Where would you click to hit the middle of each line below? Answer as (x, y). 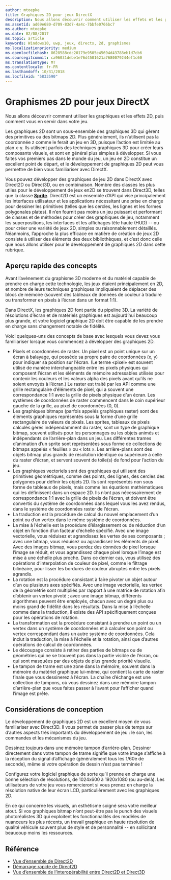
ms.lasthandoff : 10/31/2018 (35, 72)
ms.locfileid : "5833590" (32, 77)
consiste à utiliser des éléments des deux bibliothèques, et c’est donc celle (84, 239)
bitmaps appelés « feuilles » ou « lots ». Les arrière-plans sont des (82, 449)
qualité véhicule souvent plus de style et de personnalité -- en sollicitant (81, 827)
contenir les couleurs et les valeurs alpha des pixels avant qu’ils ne (83, 378)
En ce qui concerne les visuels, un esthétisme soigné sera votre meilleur (81, 806)
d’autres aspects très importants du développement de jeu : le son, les (79, 733)
